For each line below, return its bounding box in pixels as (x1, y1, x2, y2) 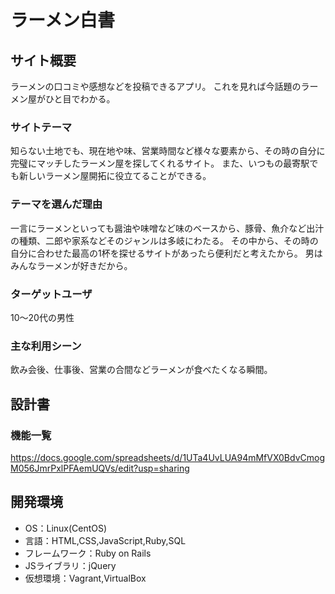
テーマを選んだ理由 (10, 197, 103, 211)
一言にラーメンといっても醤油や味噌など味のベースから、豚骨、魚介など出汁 (10, 222, 325, 234)
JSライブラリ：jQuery (24, 559, 117, 571)
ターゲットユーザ (10, 287, 93, 301)
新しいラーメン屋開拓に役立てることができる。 (18, 170, 212, 182)
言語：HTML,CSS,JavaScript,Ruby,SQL (24, 534, 187, 546)
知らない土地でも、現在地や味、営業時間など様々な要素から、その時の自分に (10, 145, 326, 157)
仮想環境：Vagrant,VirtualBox (24, 572, 147, 584)
